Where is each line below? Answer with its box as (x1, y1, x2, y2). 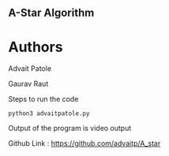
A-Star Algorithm (8, 6, 95, 20)
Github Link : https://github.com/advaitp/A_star (8, 139, 161, 148)
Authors (8, 38, 63, 56)
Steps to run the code (8, 95, 79, 104)
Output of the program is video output (8, 124, 132, 133)
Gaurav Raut (8, 79, 49, 89)
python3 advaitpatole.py (8, 110, 90, 117)
